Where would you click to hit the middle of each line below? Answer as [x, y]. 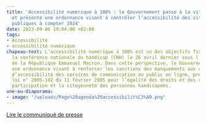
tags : [13, 35]
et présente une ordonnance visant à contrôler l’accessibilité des [101, 18]
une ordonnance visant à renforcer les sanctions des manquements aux [104, 69]
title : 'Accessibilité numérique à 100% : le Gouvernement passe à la [98, 12]
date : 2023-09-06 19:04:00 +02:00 [51, 29]
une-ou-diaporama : [30, 92]
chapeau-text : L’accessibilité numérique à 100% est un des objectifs [98, 52]
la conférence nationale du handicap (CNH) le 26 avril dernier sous [102, 57]
